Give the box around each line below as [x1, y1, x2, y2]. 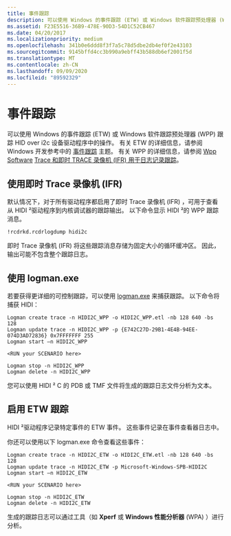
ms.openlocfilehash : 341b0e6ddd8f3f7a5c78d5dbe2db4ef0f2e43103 [7, 42, 192, 49]
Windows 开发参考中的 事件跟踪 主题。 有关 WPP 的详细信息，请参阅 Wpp [7, 147, 217, 156]
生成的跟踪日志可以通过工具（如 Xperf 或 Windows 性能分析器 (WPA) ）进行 [7, 513, 224, 521]
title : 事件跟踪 [7, 10, 49, 17]
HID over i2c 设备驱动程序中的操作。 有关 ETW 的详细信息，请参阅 [14, 138, 203, 147]
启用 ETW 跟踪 [7, 404, 69, 415]
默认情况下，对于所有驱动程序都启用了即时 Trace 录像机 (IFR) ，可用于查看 [7, 198, 219, 206]
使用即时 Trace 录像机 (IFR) [7, 178, 122, 189]
